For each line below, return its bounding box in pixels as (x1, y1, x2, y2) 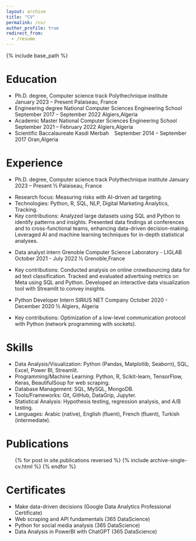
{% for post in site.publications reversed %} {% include (14, 456, 149, 463)
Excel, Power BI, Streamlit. (14, 366, 78, 373)
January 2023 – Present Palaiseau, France (14, 98, 118, 105)
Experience (6, 156, 63, 170)
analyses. (14, 237, 38, 244)
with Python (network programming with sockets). (14, 320, 137, 327)
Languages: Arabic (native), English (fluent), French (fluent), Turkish (14, 410, 180, 418)
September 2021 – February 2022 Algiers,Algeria (14, 123, 134, 130)
